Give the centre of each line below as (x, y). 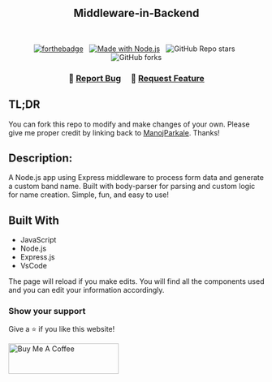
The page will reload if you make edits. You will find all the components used (136, 281)
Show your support (47, 311)
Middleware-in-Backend (136, 13)
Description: (41, 158)
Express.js (37, 257)
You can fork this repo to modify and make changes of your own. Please (129, 124)
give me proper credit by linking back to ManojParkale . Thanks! (114, 132)
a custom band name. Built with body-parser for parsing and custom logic (132, 187)
